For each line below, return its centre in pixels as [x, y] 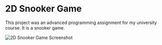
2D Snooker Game [43, 9]
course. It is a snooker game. [35, 27]
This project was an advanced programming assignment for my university [81, 22]
